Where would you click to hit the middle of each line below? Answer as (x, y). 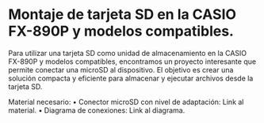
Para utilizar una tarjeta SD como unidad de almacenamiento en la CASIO (128, 53)
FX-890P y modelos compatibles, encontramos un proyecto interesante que (132, 61)
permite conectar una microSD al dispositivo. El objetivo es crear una (121, 69)
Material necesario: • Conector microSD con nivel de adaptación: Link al (126, 102)
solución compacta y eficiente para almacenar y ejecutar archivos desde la (131, 78)
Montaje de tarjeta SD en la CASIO (122, 15)
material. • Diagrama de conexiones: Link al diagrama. (97, 110)
